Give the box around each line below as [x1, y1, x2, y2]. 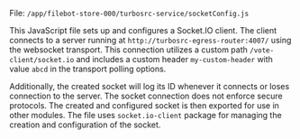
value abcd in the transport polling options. [9, 63, 167, 74]
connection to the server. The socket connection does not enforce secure [9, 90, 283, 101]
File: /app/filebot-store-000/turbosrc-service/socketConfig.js [9, 8, 250, 18]
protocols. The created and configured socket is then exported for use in [9, 100, 279, 111]
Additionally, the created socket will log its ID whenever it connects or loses [9, 81, 290, 91]
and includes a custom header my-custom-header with [76, 54, 273, 64]
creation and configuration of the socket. [9, 119, 161, 130]
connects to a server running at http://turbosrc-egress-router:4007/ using [9, 35, 292, 45]
